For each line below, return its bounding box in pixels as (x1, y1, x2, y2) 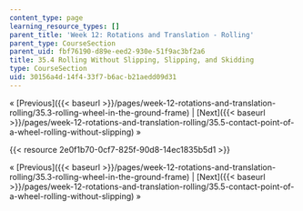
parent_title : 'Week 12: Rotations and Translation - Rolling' (9, 30, 255, 39)
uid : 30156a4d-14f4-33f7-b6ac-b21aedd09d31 (9, 73, 177, 82)
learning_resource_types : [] (9, 22, 120, 31)
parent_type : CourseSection (9, 38, 116, 48)
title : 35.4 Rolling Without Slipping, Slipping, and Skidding (9, 55, 255, 65)
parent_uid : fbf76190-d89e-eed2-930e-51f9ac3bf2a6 (9, 47, 206, 56)
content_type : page (9, 13, 84, 23)
